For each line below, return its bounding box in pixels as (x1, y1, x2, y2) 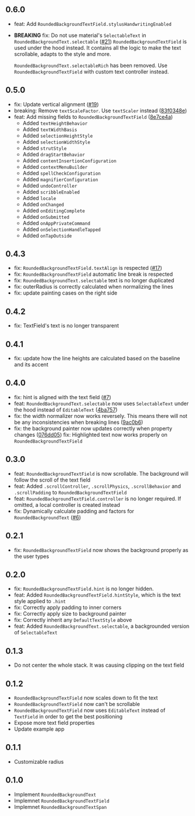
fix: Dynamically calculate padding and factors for (13, 507, 135, 514)
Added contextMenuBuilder (22, 163, 88, 170)
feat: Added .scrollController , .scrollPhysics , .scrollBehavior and (13, 482, 181, 490)
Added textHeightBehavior (22, 119, 88, 126)
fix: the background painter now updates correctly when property (13, 424, 173, 432)
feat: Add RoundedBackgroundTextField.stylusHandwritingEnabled (13, 20, 172, 27)
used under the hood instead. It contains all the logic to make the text (13, 44, 182, 51)
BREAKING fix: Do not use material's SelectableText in (13, 32, 147, 39)
